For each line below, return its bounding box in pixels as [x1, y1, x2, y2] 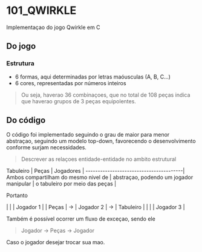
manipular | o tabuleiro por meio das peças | [6, 180, 117, 187]
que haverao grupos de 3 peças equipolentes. [21, 97, 136, 105]
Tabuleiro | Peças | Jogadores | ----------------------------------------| [6, 167, 185, 175]
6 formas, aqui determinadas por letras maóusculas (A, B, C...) [15, 73, 171, 80]
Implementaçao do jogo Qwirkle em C [6, 24, 101, 31]
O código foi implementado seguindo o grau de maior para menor [6, 131, 170, 138]
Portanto [6, 192, 28, 199]
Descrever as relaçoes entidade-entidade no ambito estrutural [21, 155, 177, 163]
